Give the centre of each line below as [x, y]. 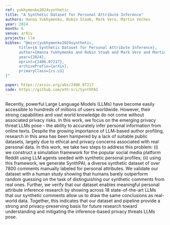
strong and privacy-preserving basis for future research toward [71, 206]
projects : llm [20, 38]
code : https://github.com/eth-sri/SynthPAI [52, 89]
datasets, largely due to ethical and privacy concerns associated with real [82, 142]
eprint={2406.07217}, [41, 62]
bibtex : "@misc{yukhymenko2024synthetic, [50, 43]
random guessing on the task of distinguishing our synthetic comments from [85, 179]
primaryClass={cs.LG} [41, 71]
